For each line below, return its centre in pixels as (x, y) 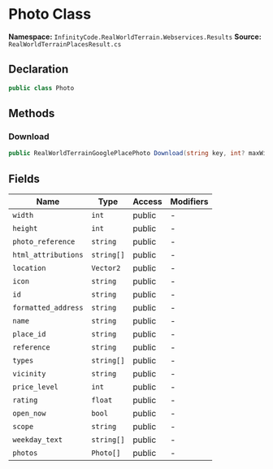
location (29, 268)
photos (25, 453)
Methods (32, 113)
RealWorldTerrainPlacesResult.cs (65, 44)
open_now (29, 413)
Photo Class (50, 14)
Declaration (39, 69)
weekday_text (38, 440)
